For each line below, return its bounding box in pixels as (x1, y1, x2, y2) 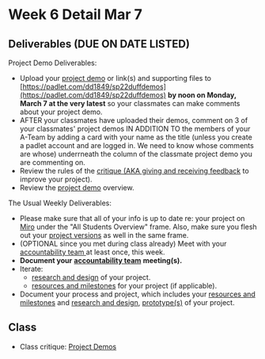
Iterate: (19, 264, 44, 273)
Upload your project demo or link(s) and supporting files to (19, 74, 212, 82)
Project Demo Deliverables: (8, 58, 97, 67)
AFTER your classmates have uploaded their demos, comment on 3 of (19, 116, 248, 124)
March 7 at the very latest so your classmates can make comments (19, 99, 240, 108)
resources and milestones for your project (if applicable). (31, 281, 218, 290)
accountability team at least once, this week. (19, 247, 165, 257)
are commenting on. (19, 158, 85, 167)
